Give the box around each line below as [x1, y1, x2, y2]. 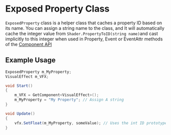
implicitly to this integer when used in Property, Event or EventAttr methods [5, 36, 163, 42]
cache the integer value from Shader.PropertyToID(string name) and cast [5, 30, 158, 36]
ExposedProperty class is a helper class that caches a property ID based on [5, 20, 162, 26]
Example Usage [5, 56, 56, 65]
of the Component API [5, 41, 52, 47]
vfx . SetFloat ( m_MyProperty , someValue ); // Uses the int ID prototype [14, 120, 167, 125]
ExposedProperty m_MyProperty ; [5, 69, 72, 74]
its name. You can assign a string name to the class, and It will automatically [5, 25, 164, 31]
